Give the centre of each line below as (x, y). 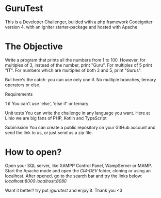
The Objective (34, 47)
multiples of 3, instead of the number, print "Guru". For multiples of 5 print (79, 65)
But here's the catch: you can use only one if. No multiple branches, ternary (80, 79)
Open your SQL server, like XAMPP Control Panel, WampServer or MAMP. (79, 166)
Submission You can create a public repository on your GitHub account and (80, 127)
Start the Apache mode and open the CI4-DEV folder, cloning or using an (78, 170)
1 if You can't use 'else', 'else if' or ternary (47, 103)
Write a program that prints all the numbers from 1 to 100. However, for (75, 60)
